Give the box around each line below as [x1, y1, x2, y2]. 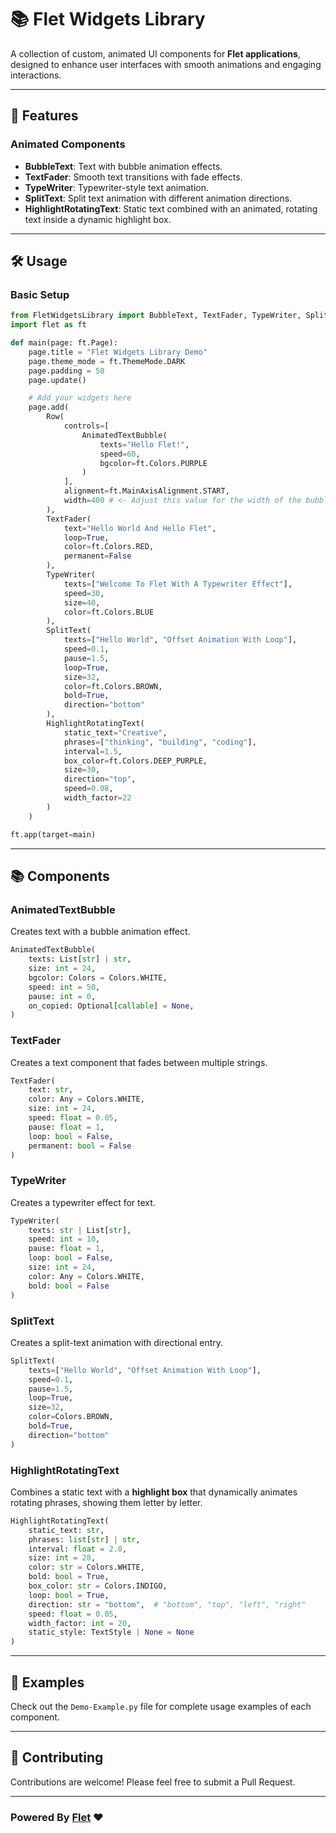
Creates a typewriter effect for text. [10, 1196, 156, 1208]
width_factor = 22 [63, 793, 132, 803]
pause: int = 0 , [28, 991, 97, 1001]
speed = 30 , [63, 588, 105, 598]
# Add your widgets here [28, 393, 132, 403]
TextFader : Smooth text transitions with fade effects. [24, 171, 243, 183]
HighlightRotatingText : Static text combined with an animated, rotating [24, 202, 318, 215]
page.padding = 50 [28, 366, 105, 376]
